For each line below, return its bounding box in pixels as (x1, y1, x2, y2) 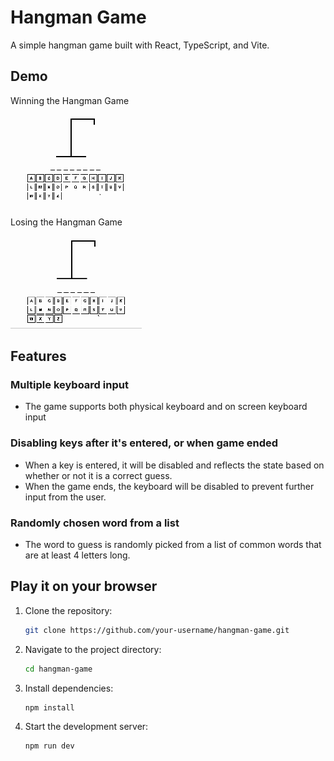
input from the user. (24, 491, 107, 503)
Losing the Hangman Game (10, 216, 123, 228)
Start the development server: (24, 721, 149, 733)
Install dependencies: (24, 682, 114, 694)
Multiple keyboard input (10, 378, 129, 392)
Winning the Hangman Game (10, 94, 130, 106)
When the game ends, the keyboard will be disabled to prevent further (24, 480, 315, 492)
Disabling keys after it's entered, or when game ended (10, 436, 279, 450)
